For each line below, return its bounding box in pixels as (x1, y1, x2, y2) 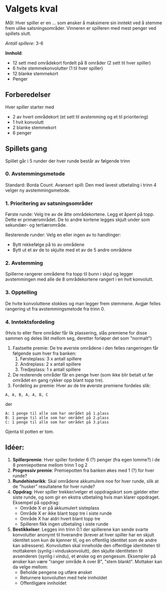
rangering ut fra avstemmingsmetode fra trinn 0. (5, 306, 106, 312)
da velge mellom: (12, 564, 48, 570)
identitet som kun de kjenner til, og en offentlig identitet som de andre (12, 537, 157, 543)
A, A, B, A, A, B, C (5, 392, 49, 398)
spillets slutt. (5, 30, 32, 36)
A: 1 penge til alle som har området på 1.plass (5, 411, 109, 416)
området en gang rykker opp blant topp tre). (12, 377, 104, 384)
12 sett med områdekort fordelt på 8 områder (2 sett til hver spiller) (12, 60, 151, 66)
